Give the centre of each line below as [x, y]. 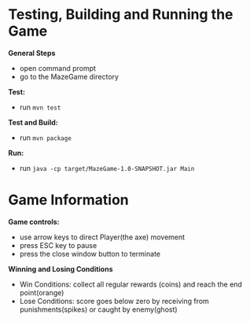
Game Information [68, 200]
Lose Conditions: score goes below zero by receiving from [114, 301]
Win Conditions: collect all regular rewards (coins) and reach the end [131, 284]
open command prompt [58, 68]
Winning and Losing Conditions [61, 268]
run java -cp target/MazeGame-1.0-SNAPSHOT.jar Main [107, 168]
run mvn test [40, 107]
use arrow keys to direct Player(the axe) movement [102, 237]
